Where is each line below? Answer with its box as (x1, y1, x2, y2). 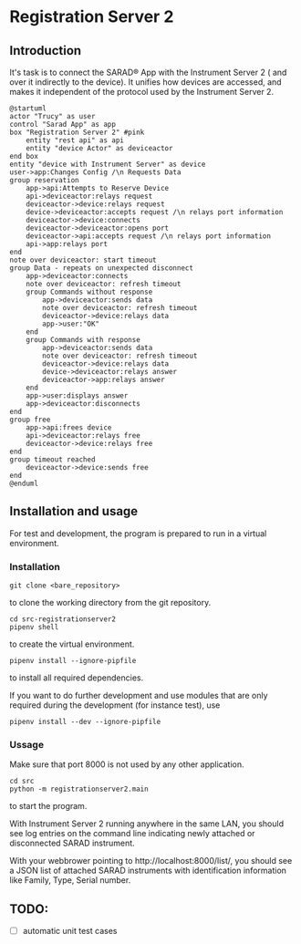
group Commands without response (26, 287, 153, 296)
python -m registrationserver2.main (9, 784, 149, 794)
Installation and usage (9, 503, 139, 519)
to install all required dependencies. (9, 672, 144, 683)
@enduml (9, 479, 39, 488)
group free (9, 415, 51, 424)
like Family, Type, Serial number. (9, 875, 131, 886)
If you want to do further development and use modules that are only (9, 690, 268, 701)
